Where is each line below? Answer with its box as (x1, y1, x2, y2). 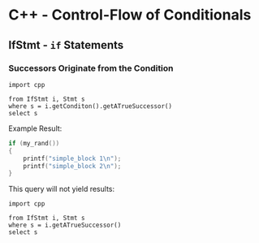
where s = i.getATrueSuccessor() (8, 221, 122, 229)
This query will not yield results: (8, 184, 115, 194)
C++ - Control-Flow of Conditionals (8, 6, 252, 24)
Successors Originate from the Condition (8, 63, 174, 74)
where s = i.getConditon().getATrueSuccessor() (8, 102, 173, 111)
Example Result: (8, 124, 63, 133)
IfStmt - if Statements (8, 38, 124, 52)
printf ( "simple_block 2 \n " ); (23, 162, 122, 170)
